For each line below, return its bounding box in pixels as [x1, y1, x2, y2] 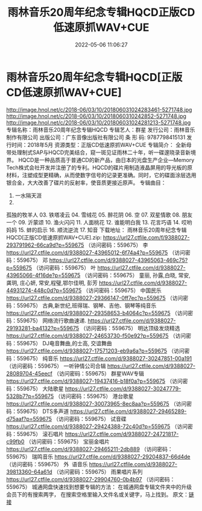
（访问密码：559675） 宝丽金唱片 [25, 438, 110, 445]
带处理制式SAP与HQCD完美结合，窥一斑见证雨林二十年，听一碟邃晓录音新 [6, 149, 191, 156]
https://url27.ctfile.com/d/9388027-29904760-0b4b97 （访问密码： [6, 475, 175, 483]
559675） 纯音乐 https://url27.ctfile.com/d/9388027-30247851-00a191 [16, 354, 192, 362]
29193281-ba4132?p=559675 [6, 324, 80, 331]
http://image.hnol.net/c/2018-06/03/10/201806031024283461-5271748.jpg [6, 106, 192, 113]
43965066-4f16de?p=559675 [6, 272, 81, 279]
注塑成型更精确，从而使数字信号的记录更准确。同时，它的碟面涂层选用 [22, 171, 197, 178]
